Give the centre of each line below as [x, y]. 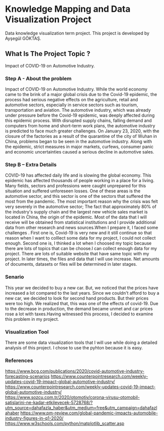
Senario [15, 277]
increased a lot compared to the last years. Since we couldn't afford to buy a [82, 293]
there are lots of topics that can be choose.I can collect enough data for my [81, 248]
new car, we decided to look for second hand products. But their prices [77, 298]
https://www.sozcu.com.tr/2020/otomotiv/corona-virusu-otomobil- [72, 398]
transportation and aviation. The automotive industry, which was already [78, 110]
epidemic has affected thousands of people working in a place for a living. [80, 181]
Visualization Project [48, 19]
